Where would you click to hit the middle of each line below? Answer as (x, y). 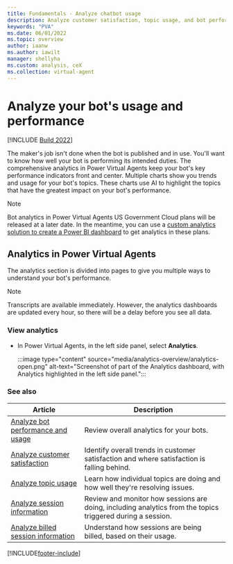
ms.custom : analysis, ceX (44, 65)
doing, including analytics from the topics (152, 507)
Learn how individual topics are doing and (152, 479)
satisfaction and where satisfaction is (145, 458)
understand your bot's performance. (59, 278)
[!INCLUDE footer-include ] (44, 553)
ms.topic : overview (35, 40)
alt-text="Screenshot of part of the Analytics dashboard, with (137, 366)
